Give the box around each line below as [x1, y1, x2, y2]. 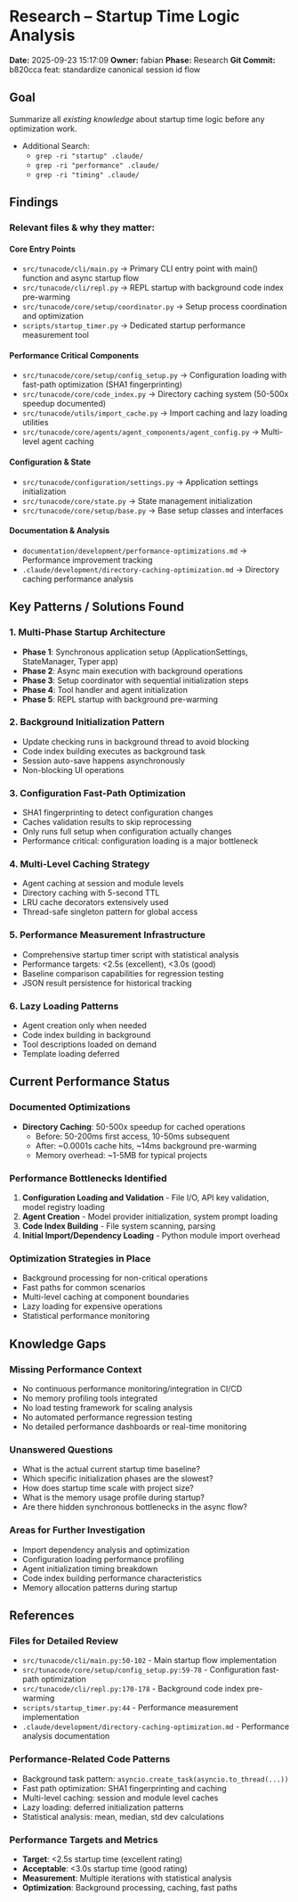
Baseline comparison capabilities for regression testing [21, 967, 224, 978]
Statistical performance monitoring [21, 1311, 150, 1322]
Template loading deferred [21, 1049, 120, 1059]
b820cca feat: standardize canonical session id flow [9, 64, 201, 75]
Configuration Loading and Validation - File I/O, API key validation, [21, 1192, 270, 1203]
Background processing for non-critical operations [21, 1272, 208, 1283]
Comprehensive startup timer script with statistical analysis [21, 949, 239, 959]
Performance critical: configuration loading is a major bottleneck [21, 836, 259, 846]
